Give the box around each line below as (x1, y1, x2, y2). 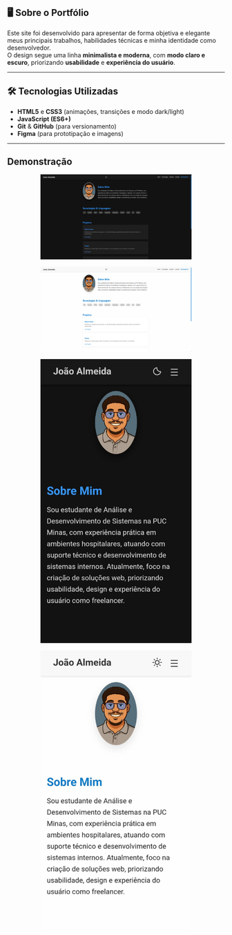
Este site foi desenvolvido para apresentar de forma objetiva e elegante (7, 28, 211, 37)
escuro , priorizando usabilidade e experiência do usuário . (7, 58, 176, 66)
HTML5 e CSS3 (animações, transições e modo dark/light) (17, 107, 184, 115)
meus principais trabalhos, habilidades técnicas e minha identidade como (7, 36, 216, 44)
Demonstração (7, 156, 72, 168)
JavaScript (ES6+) (17, 115, 71, 123)
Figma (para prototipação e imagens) (17, 129, 124, 137)
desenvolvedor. (7, 44, 51, 52)
